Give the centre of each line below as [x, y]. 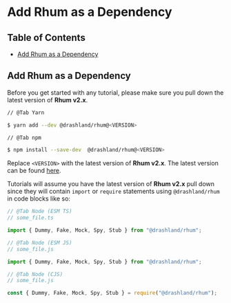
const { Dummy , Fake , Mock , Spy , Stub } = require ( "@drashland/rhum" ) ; [112, 293]
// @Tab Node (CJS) [35, 274]
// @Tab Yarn [26, 112]
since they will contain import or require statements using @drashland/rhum [113, 192]
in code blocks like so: [39, 199]
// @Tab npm [24, 138]
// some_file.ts [30, 218]
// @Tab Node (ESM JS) [40, 243]
